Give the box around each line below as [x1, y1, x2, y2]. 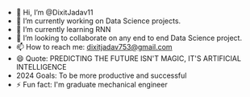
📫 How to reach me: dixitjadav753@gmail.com [15, 42, 173, 51]
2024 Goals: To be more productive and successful [15, 71, 187, 80]
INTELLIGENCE [15, 63, 67, 71]
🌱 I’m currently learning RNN [15, 25, 111, 34]
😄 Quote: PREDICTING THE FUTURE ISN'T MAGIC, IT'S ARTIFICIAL [15, 54, 242, 63]
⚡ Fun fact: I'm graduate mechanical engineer [15, 80, 168, 89]
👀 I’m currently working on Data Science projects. [15, 16, 181, 26]
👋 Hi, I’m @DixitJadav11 [15, 8, 94, 17]
